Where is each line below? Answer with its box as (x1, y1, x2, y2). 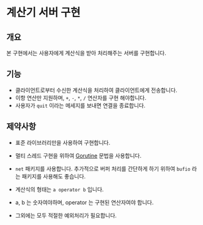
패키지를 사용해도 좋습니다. (21, 172, 86, 180)
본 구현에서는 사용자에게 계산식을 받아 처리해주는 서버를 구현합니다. (6, 50, 166, 56)
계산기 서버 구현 (6, 6, 81, 20)
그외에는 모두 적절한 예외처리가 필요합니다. (15, 212, 117, 219)
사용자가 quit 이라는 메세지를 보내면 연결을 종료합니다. (15, 102, 146, 109)
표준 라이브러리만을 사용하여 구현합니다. (15, 139, 111, 146)
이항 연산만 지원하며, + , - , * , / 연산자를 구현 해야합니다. (15, 94, 147, 101)
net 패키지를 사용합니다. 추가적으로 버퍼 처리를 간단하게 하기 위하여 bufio (15, 165, 191, 172)
